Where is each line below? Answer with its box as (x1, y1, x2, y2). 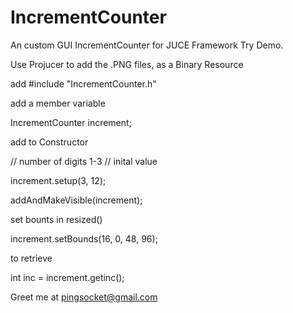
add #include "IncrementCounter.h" (10, 77, 157, 90)
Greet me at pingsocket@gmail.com (10, 291, 158, 303)
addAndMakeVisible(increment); (10, 194, 143, 206)
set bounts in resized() (10, 213, 103, 225)
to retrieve (10, 252, 53, 264)
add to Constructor (10, 136, 89, 148)
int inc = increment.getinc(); (10, 271, 125, 283)
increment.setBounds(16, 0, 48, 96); (10, 232, 158, 245)
